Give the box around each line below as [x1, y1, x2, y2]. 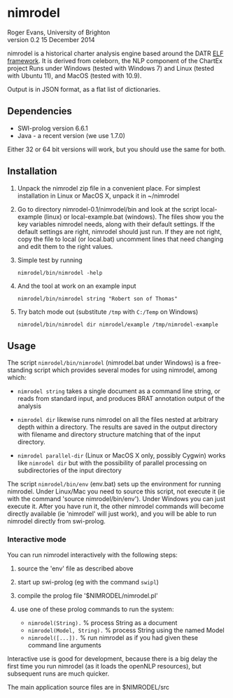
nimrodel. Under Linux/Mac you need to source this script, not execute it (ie [7, 487, 225, 495]
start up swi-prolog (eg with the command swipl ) [17, 577, 160, 586]
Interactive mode [7, 535, 66, 545]
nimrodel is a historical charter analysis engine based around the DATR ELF [7, 49, 224, 57]
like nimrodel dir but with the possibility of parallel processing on [17, 459, 207, 467]
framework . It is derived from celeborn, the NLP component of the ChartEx [7, 56, 223, 64]
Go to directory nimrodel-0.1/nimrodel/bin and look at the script [17, 205, 199, 213]
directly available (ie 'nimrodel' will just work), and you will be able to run [7, 509, 217, 518]
